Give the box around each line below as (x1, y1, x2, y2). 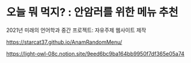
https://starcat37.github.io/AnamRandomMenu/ (6, 38, 123, 46)
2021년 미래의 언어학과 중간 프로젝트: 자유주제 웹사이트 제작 (6, 26, 147, 34)
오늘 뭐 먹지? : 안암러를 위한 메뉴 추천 (6, 5, 178, 19)
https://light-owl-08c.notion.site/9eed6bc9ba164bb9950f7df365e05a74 (6, 50, 185, 57)
